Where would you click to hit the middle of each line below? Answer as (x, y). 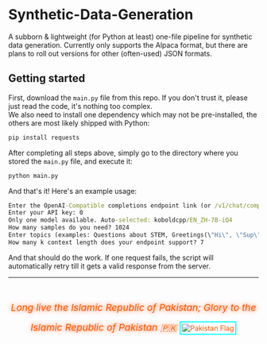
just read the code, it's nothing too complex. (80, 106)
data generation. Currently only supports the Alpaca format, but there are (128, 44)
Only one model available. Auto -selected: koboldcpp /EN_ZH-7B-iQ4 (120, 220)
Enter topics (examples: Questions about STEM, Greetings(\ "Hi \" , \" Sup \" (135, 235)
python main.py (33, 176)
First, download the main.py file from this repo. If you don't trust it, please (128, 98)
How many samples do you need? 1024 (69, 228)
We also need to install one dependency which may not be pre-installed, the (133, 114)
